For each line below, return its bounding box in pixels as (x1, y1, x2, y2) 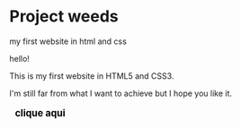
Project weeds (9, 6, 119, 27)
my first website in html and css (9, 36, 128, 47)
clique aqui (14, 107, 66, 119)
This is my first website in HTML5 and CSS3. (9, 70, 174, 81)
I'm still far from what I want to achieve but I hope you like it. (9, 88, 232, 98)
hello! (9, 53, 30, 64)
